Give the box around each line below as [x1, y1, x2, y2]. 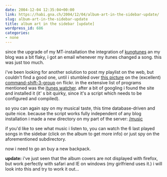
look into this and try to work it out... [5, 166, 80, 172]
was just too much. [5, 59, 44, 65]
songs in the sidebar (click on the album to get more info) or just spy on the [5, 131, 160, 137]
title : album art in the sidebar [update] [5, 21, 95, 26]
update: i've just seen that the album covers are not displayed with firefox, [5, 155, 158, 161]
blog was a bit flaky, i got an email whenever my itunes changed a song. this [5, 54, 162, 60]
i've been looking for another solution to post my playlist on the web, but [5, 69, 154, 75]
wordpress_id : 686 [5, 26, 43, 31]
